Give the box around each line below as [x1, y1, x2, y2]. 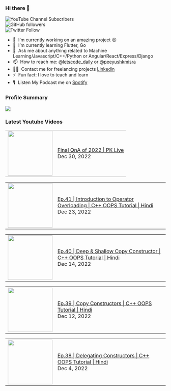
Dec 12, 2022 [58, 313, 92, 320]
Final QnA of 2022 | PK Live [58, 146, 124, 153]
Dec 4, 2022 [58, 365, 88, 372]
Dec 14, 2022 [58, 260, 92, 267]
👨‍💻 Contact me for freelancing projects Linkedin [12, 66, 115, 72]
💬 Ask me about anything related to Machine [12, 48, 107, 54]
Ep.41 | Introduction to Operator [58, 195, 134, 203]
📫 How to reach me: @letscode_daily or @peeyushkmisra [12, 59, 136, 65]
